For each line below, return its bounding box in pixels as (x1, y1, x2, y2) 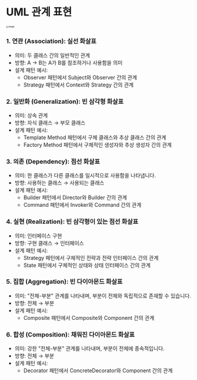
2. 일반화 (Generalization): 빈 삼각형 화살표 (6, 97, 124, 105)
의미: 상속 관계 (14, 111, 48, 118)
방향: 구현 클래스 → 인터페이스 (14, 239, 84, 246)
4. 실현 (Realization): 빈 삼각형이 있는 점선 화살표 (6, 217, 139, 226)
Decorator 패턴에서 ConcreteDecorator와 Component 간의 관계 (23, 367, 173, 374)
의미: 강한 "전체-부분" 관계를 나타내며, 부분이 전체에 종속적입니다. (14, 345, 165, 352)
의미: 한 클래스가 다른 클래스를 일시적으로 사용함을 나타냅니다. (14, 172, 156, 179)
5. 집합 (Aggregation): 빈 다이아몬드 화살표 (6, 277, 123, 286)
